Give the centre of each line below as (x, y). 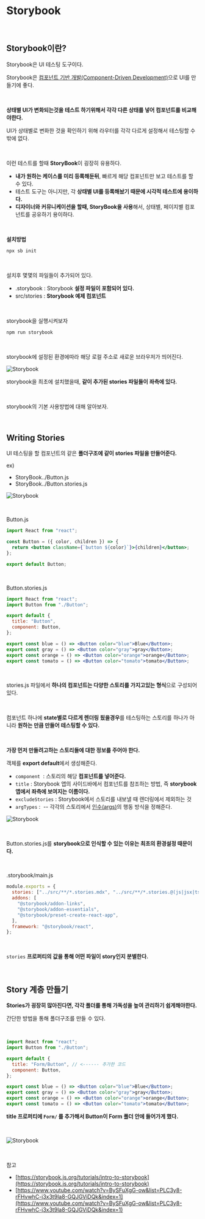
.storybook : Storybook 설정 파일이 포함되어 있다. (74, 288)
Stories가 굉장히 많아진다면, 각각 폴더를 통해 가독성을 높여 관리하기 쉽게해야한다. (102, 1005)
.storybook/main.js (30, 876)
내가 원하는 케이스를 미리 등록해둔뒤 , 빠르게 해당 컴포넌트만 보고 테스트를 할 (104, 176)
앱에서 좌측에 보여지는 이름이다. (52, 792)
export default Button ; (37, 564)
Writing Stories (36, 437)
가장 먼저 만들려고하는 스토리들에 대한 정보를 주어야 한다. (73, 750)
